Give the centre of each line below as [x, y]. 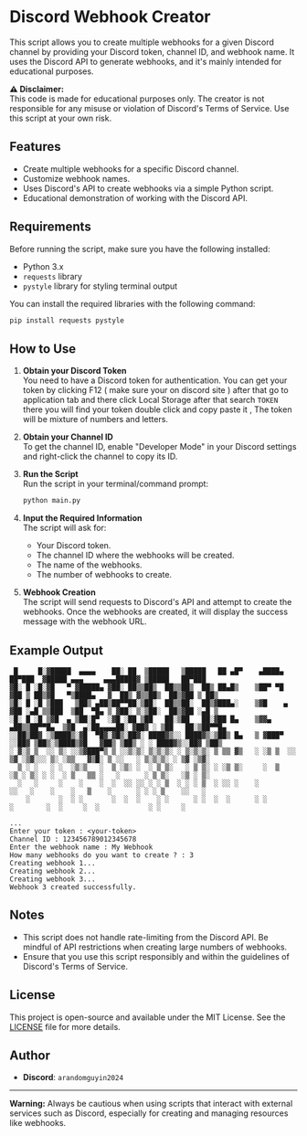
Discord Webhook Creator [110, 17]
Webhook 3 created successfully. [73, 887]
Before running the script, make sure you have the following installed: [140, 249]
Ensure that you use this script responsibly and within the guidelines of [156, 956]
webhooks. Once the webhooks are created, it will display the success [155, 612]
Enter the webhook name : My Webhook [81, 847]
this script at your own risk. [61, 118]
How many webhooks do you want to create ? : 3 [102, 855]
